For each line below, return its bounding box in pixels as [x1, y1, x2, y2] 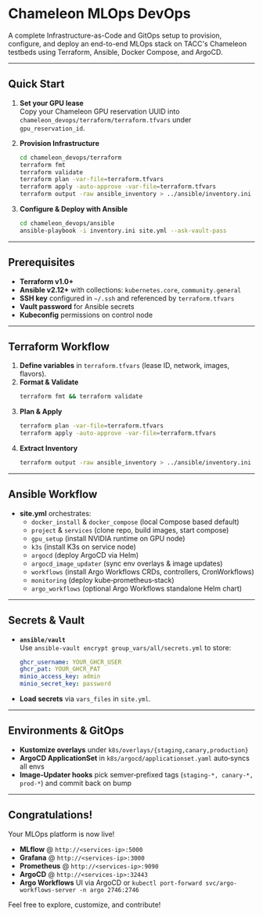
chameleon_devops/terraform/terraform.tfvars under [19, 115, 192, 124]
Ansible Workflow [8, 488, 98, 501]
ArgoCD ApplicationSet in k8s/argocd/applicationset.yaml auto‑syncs [19, 753, 250, 762]
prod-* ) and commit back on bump [19, 778, 131, 788]
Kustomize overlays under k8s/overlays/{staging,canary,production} [19, 744, 249, 754]
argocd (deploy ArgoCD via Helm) [31, 550, 139, 559]
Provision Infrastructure [19, 138, 100, 147]
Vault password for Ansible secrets [19, 301, 135, 311]
